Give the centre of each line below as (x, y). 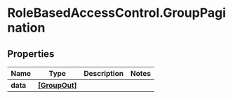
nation (26, 28)
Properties (31, 54)
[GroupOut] (57, 85)
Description (104, 73)
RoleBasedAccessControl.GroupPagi (117, 13)
